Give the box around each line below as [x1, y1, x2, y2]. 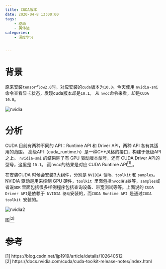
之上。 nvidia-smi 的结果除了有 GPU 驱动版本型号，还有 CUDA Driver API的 [5, 155, 160, 161]
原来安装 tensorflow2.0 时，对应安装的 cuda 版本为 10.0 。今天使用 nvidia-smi [5, 84, 158, 90]
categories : [5, 30, 30, 35]
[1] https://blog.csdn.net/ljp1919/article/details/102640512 [5, 253, 123, 259]
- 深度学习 [14, 35, 34, 40]
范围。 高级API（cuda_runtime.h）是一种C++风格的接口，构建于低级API [13, 148, 162, 154]
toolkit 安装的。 [5, 197, 41, 202]
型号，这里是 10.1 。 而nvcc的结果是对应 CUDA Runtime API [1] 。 [5, 160, 137, 167]
